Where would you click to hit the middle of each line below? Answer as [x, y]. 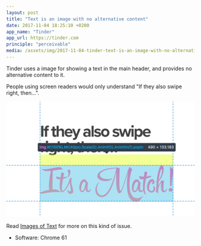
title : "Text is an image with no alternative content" [77, 19]
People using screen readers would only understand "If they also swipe [94, 86]
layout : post [22, 13]
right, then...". [23, 92]
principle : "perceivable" [38, 44]
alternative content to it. [36, 74]
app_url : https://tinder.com [42, 38]
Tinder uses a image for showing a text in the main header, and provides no [99, 68]
